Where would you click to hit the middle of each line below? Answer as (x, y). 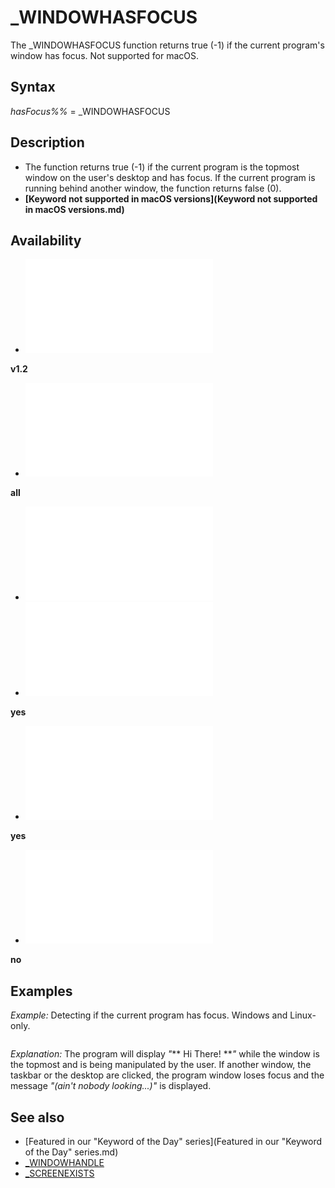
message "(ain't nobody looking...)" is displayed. (111, 1086)
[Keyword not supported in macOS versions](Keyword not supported (171, 198)
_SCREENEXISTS (59, 1173)
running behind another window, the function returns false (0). (153, 188)
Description (47, 142)
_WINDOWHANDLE (64, 1162)
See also (37, 1117)
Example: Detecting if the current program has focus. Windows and (149, 1015)
